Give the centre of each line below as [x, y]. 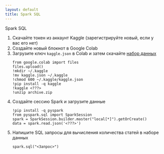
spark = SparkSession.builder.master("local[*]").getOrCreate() [80, 119]
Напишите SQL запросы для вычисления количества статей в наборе [85, 132]
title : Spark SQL [23, 14]
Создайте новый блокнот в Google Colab [55, 48]
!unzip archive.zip [32, 92]
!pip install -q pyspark [38, 110]
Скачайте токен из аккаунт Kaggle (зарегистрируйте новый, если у [83, 38]
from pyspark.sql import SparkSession [52, 115]
